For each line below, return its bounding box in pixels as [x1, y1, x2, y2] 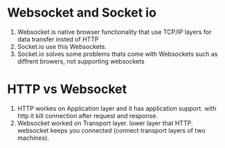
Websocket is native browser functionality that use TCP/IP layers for [17, 28, 212, 36]
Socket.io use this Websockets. [17, 42, 107, 50]
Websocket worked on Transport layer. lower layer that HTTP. [17, 119, 193, 127]
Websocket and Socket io [7, 5, 157, 21]
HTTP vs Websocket [7, 82, 127, 98]
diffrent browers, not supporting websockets [17, 57, 145, 65]
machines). [17, 133, 50, 142]
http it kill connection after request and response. [17, 111, 158, 120]
